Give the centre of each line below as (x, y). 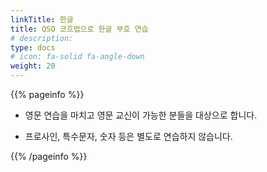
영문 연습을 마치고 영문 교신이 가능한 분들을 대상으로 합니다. (141, 115)
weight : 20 (33, 66)
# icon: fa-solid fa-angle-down (77, 57)
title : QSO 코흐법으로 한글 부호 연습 (79, 29)
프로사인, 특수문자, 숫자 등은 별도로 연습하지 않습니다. (128, 136)
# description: (42, 38)
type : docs (33, 47)
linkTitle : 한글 (42, 19)
